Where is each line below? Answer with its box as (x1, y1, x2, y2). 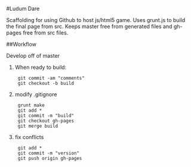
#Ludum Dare (6, 5, 40, 12)
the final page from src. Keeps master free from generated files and (6, 23, 172, 30)
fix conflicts (14, 134, 44, 140)
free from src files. (23, 29, 69, 36)
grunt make (17, 102, 45, 108)
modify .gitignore (14, 91, 57, 97)
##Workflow (6, 41, 37, 48)
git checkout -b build (17, 80, 75, 86)
